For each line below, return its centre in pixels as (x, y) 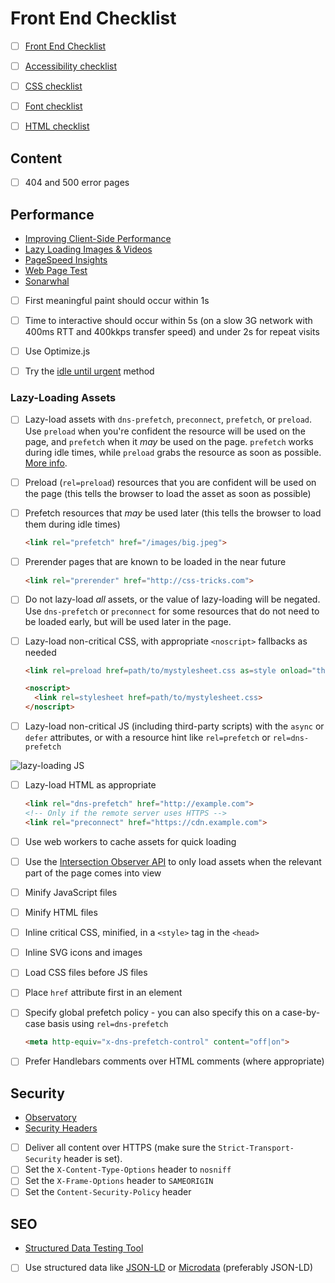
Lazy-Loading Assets (63, 398)
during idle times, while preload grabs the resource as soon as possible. (173, 452)
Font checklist (53, 106)
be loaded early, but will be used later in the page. (128, 621)
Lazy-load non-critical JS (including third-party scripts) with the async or (174, 726)
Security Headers (61, 1128)
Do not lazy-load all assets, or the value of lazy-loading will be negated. (172, 599)
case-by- (301, 1013)
